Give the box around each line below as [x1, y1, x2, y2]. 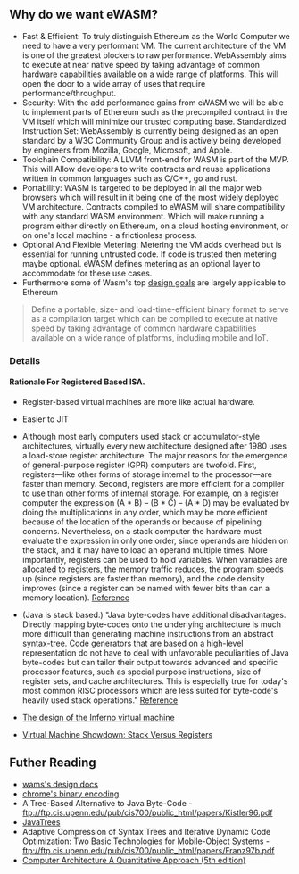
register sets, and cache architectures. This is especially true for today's [21, 675, 288, 686]
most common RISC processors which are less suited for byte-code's [21, 685, 278, 696]
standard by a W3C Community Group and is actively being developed [21, 135, 282, 145]
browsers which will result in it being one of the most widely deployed [21, 192, 279, 202]
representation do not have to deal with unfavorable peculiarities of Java [21, 647, 289, 658]
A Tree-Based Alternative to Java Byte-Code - [21, 797, 193, 808]
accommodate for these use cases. [21, 268, 153, 278]
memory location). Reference [21, 592, 130, 603]
